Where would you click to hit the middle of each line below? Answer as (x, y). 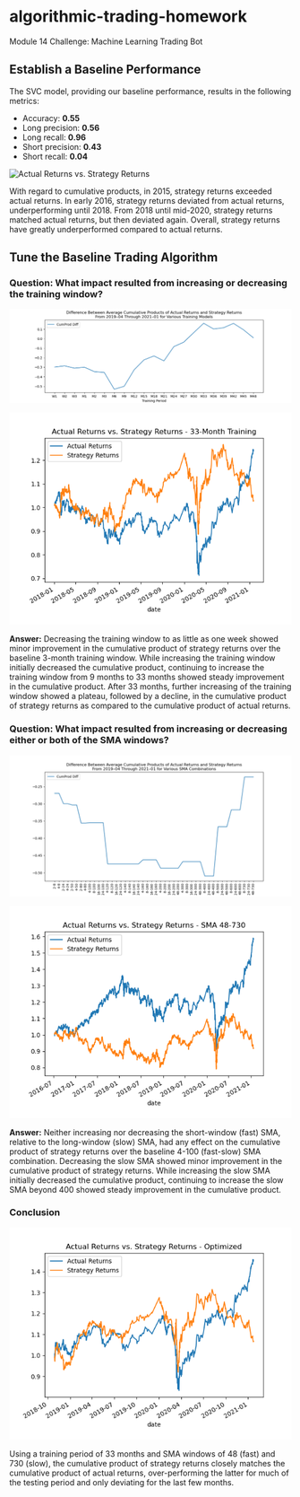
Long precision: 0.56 (61, 127)
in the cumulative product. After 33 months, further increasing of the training (150, 687)
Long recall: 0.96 (54, 137)
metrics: (25, 101)
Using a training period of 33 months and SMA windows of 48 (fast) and (142, 1453)
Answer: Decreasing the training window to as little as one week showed (144, 639)
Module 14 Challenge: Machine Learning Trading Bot (106, 41)
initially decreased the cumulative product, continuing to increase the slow (146, 1180)
